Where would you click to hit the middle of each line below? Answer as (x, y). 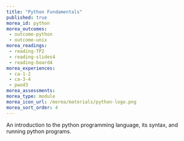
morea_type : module (31, 96)
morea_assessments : (31, 91)
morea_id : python (28, 23)
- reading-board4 (31, 62)
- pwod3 (18, 85)
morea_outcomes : (27, 29)
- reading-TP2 (27, 51)
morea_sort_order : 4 (32, 107)
